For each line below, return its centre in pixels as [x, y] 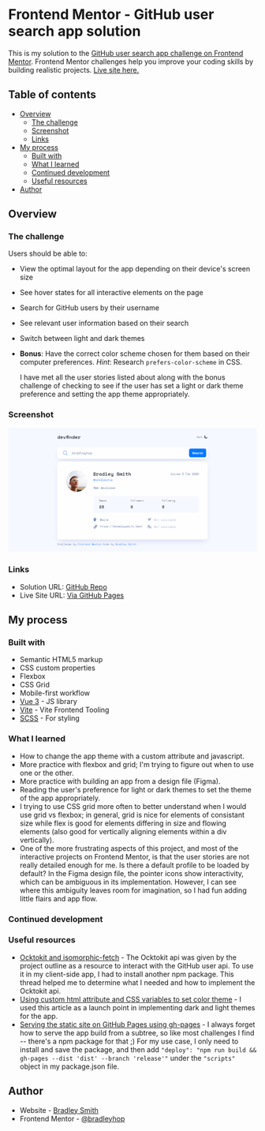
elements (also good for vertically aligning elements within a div [123, 831]
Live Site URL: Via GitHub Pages [72, 595]
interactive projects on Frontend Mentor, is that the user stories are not [134, 856]
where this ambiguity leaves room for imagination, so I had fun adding [133, 890]
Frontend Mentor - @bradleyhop [72, 1118]
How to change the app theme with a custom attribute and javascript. [132, 756]
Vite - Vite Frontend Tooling [64, 710]
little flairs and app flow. [58, 898]
